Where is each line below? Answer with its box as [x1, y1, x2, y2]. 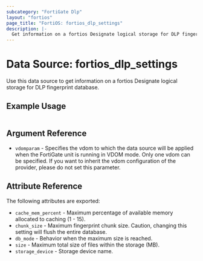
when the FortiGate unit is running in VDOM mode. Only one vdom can [14, 150, 190, 158]
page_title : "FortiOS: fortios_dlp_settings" [6, 20, 123, 26]
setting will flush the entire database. [14, 228, 108, 236]
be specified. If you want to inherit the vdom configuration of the [14, 157, 176, 164]
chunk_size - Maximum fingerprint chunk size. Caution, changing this [14, 222, 187, 229]
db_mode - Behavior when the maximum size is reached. [14, 234, 153, 242]
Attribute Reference [6, 181, 83, 192]
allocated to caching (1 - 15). [14, 215, 86, 222]
